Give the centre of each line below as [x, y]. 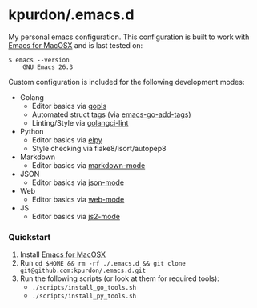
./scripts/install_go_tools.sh [84, 288]
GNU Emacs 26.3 [48, 67]
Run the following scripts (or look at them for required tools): [120, 278]
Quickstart [30, 237]
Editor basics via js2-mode [76, 216]
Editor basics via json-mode [78, 182]
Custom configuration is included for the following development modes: [126, 82]
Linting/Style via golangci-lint [80, 122]
